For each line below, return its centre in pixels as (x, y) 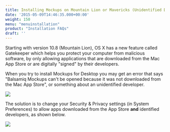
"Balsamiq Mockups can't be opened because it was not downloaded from (83, 79)
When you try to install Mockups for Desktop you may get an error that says (84, 74)
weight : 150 (18, 19)
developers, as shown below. (35, 115)
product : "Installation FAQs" (37, 29)
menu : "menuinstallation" (32, 24)
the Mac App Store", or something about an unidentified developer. (75, 84)
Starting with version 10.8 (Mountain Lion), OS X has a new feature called (81, 48)
